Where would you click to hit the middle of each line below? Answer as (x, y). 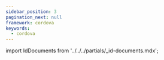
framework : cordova (30, 23)
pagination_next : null (34, 17)
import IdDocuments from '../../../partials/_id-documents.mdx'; (82, 50)
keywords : (18, 28)
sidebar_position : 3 (31, 12)
